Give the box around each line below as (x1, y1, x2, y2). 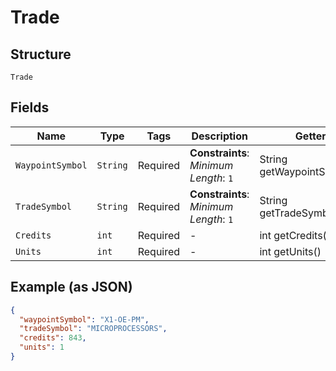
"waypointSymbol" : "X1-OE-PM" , (19, 314, 150, 325)
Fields (10, 99, 50, 116)
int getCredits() (259, 228, 332, 242)
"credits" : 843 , (19, 333, 87, 343)
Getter (294, 129, 327, 143)
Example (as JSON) (10, 279, 133, 296)
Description (191, 129, 248, 143)
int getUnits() (259, 244, 322, 258)
